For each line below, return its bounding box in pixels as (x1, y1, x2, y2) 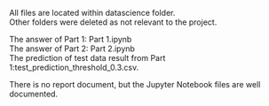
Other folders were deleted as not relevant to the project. (9, 17, 218, 27)
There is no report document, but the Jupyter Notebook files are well (9, 79, 261, 89)
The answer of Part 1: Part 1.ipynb (9, 34, 132, 44)
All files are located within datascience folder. (9, 8, 176, 18)
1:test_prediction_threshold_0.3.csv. (9, 62, 139, 72)
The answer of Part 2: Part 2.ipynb (9, 43, 136, 54)
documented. (9, 88, 59, 99)
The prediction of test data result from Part (9, 53, 166, 63)
